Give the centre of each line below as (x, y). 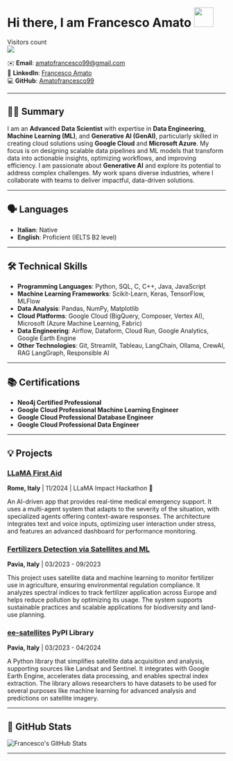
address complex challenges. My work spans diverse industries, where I (110, 173)
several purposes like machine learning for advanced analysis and (102, 691)
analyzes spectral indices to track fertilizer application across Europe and (112, 593)
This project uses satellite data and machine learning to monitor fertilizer (111, 578)
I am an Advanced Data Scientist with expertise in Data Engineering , (106, 128)
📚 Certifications (44, 382)
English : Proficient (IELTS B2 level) (67, 237)
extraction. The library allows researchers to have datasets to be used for (112, 683)
